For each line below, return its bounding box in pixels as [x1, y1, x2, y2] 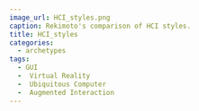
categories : [9, 38, 54, 47]
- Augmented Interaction [17, 88, 115, 97]
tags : [9, 55, 30, 64]
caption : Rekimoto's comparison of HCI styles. [9, 21, 192, 30]
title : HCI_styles [9, 30, 78, 38]
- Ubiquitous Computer [17, 80, 106, 89]
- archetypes [17, 47, 67, 55]
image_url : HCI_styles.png [9, 13, 111, 22]
